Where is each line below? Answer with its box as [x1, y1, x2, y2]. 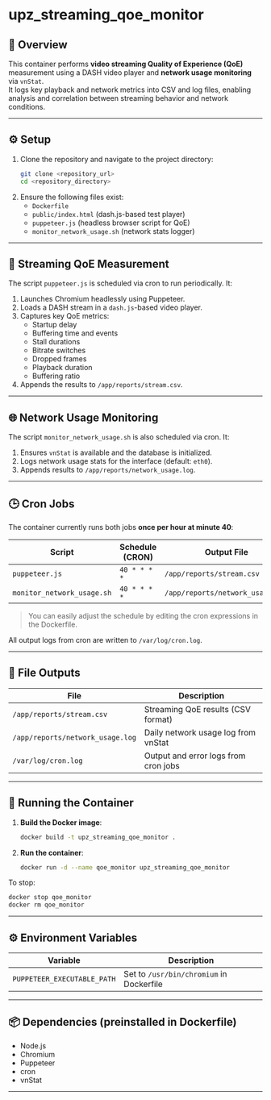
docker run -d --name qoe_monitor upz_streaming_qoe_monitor [19, 863, 231, 872]
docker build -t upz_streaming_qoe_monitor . [19, 833, 176, 841]
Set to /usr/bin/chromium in [123, 968, 227, 979]
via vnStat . [8, 77, 44, 85]
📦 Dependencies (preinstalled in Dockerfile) [8, 1015, 237, 1029]
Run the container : [19, 848, 84, 857]
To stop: [8, 877, 36, 888]
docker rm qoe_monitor [8, 901, 85, 909]
